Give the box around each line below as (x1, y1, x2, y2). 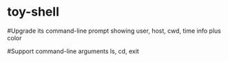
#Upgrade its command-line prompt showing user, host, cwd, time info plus (7, 27, 222, 35)
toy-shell (7, 4, 60, 20)
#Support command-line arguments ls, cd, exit (7, 47, 139, 55)
